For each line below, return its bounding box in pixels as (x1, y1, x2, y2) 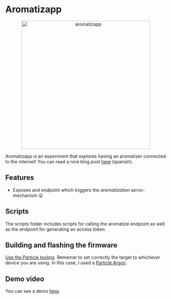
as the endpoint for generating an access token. (5, 226, 106, 232)
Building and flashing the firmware (5, 241, 118, 250)
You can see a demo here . (5, 288, 60, 294)
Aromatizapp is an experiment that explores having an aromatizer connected (5, 153, 166, 159)
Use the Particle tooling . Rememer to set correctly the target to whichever (5, 254, 161, 261)
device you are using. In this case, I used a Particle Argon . (5, 260, 128, 266)
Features (5, 173, 34, 182)
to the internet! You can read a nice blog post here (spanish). (5, 158, 133, 164)
